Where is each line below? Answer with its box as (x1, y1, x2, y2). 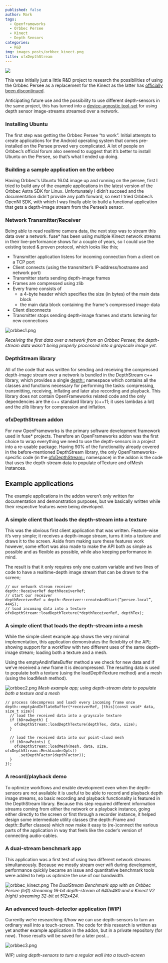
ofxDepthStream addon (5, 416, 63, 423)
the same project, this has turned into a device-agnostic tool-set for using (5, 103, 157, 109)
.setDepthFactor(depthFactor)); (18, 753, 86, 758)
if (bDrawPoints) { (9, 740, 50, 745)
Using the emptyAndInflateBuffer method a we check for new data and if (5, 659, 154, 665)
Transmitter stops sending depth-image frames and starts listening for (12, 312, 157, 319)
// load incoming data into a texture (5, 606, 86, 611)
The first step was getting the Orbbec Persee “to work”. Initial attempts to (5, 132, 156, 138)
